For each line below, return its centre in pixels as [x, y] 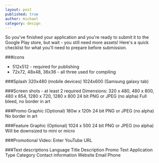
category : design [23, 23]
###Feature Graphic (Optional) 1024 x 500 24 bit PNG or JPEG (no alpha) [79, 126]
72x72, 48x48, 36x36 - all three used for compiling [64, 72]
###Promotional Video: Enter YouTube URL [49, 140]
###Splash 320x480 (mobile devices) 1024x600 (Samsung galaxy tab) [77, 81]
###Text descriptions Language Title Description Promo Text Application [79, 150]
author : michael [22, 19]
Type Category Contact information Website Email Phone [63, 155]
